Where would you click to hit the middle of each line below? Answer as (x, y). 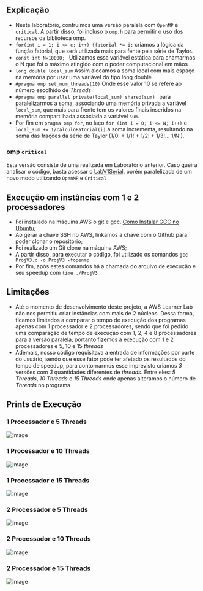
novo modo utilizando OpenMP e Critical (57, 178)
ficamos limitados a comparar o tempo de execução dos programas (101, 320)
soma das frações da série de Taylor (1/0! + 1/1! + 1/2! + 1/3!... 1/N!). (100, 136)
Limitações (28, 292)
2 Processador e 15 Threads (49, 568)
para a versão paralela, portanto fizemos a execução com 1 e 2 (94, 339)
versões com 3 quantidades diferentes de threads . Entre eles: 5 (95, 372)
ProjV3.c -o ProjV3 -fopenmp (52, 260)
